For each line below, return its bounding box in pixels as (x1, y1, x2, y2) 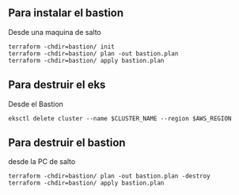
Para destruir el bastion (8, 136, 126, 150)
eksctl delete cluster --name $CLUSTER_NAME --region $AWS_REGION (8, 114, 232, 122)
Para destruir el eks (8, 78, 106, 92)
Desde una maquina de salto (8, 27, 101, 36)
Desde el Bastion (8, 99, 63, 109)
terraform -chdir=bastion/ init (8, 43, 115, 51)
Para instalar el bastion (8, 6, 124, 20)
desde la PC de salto (8, 157, 76, 166)
